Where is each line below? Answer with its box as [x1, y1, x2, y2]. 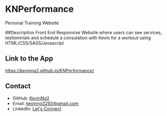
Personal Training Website [5, 20, 59, 26]
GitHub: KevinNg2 [12, 95, 50, 101]
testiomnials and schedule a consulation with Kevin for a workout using [5, 35, 151, 41]
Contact [5, 82, 31, 90]
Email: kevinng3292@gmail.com [12, 100, 79, 106]
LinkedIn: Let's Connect [12, 106, 61, 112]
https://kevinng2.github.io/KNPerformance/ [5, 67, 95, 73]
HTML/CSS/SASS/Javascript [5, 40, 64, 46]
